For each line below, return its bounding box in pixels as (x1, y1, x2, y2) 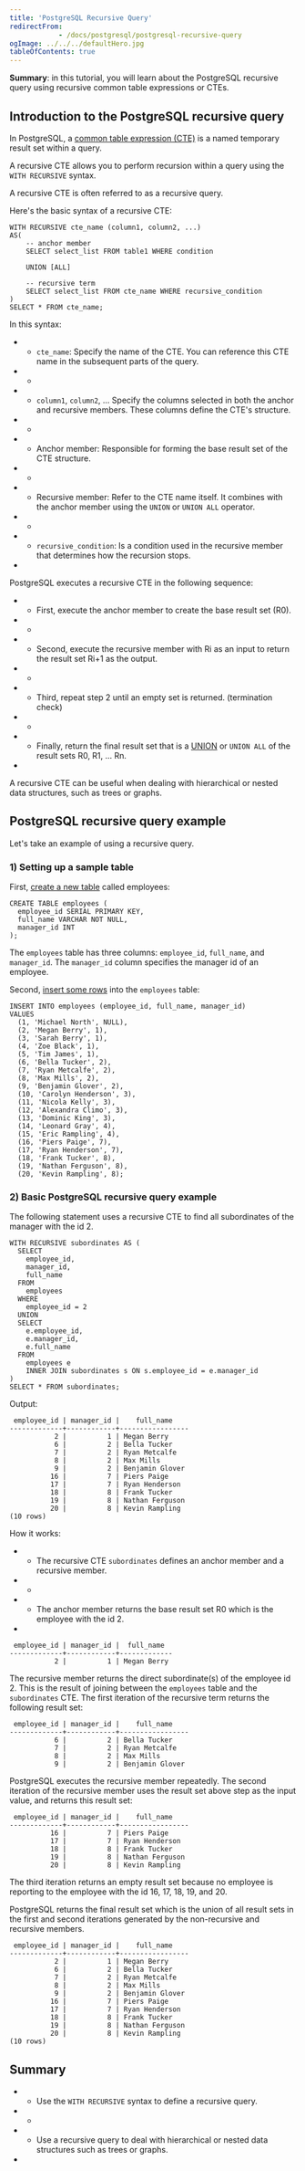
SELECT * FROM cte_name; (9, 302, 104, 311)
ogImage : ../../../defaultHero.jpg (9, 38, 145, 48)
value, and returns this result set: (9, 1795, 133, 1806)
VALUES (9, 1010, 35, 1019)
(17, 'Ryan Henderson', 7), (17, 1146, 125, 1155)
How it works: (9, 1528, 62, 1539)
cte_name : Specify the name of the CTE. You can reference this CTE (36, 346, 290, 357)
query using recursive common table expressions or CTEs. (9, 82, 229, 93)
